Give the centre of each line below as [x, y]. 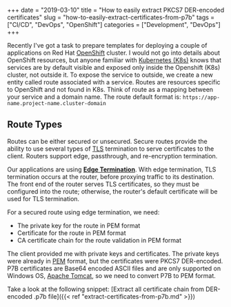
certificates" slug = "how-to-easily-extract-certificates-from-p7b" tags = [111, 17]
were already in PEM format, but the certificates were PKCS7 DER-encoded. [115, 261]
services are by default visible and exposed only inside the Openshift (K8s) [114, 67]
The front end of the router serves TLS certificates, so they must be [103, 184]
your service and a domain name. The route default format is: [94, 97]
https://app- [201, 97]
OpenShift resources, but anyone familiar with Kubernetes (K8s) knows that [114, 60]
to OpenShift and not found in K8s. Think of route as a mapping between [110, 90]
